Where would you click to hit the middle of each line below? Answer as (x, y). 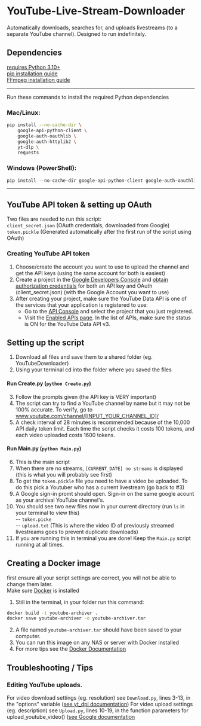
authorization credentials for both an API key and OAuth (84, 286)
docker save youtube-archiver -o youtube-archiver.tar (76, 618)
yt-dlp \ (28, 147)
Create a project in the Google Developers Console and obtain (92, 279)
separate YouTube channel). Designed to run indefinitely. (77, 33)
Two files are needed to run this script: (54, 219)
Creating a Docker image (54, 563)
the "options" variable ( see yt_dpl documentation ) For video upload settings (100, 704)
